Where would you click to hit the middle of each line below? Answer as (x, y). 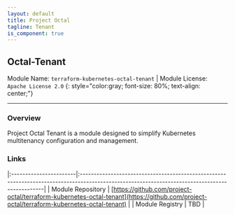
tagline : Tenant (31, 27)
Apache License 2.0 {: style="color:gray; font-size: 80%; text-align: (104, 86)
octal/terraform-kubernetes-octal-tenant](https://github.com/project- (107, 196)
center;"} (20, 93)
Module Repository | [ (83, 189)
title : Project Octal (39, 20)
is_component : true (36, 33)
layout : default (31, 14)
